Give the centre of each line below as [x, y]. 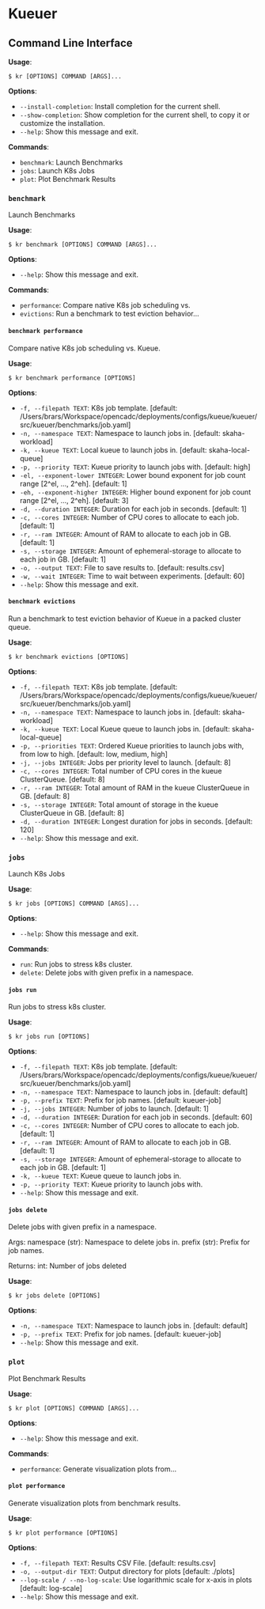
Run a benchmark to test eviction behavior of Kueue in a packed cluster [125, 619]
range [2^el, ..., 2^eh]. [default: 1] [74, 483]
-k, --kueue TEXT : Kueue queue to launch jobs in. [100, 1176]
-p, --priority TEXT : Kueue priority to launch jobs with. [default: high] [135, 467]
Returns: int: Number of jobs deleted [67, 1266]
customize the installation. [62, 123]
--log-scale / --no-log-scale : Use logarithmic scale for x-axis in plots [136, 1580]
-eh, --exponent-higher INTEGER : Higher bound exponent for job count [135, 492]
